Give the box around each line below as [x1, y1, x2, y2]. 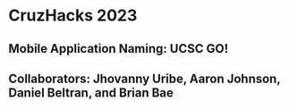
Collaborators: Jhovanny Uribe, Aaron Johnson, [8, 71, 281, 86]
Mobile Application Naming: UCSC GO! [8, 41, 229, 56]
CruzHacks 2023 [8, 5, 138, 26]
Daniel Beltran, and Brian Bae [8, 85, 174, 100]
